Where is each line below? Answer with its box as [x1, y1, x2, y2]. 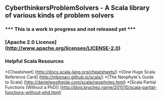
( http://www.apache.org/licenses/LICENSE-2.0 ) [5, 45, 121, 52]
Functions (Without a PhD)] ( [5, 84, 62, 90]
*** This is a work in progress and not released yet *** [5, 26, 136, 33]
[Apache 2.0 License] [5, 39, 57, 45]
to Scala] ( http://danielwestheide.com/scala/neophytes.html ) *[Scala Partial [5, 79, 156, 85]
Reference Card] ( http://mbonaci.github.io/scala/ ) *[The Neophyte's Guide [5, 74, 154, 80]
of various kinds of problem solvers [5, 12, 115, 20]
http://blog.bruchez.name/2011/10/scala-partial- [61, 84, 157, 90]
